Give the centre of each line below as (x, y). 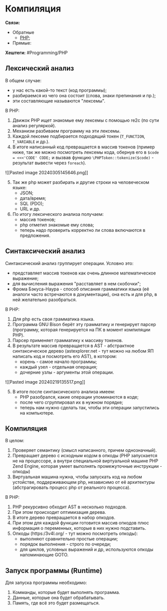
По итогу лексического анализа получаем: (58, 214)
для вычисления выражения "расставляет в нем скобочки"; (77, 283)
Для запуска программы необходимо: (46, 583)
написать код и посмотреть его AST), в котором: (65, 356)
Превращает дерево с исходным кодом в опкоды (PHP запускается (85, 456)
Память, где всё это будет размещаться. (56, 603)
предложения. (35, 235)
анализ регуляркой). (34, 125)
